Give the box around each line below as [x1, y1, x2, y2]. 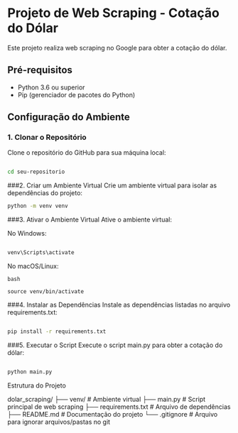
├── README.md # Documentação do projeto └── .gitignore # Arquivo [7, 410, 218, 418]
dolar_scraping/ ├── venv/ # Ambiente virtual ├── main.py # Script [7, 395, 206, 403]
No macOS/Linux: [7, 262, 59, 270]
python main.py [7, 368, 53, 376]
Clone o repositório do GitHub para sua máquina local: [7, 148, 166, 157]
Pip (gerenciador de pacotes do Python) [17, 90, 136, 99]
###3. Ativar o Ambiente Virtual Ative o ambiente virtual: [7, 215, 173, 224]
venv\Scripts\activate [7, 249, 75, 256]
